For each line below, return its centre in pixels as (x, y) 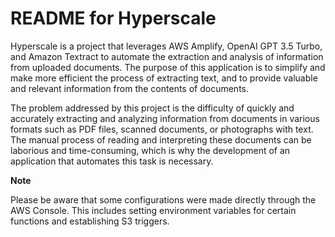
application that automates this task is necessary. (112, 161)
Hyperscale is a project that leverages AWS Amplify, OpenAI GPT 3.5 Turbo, (166, 46)
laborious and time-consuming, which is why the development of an (150, 150)
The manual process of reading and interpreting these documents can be (161, 139)
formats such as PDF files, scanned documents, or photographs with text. (162, 129)
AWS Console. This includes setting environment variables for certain (153, 210)
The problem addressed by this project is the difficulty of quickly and (152, 108)
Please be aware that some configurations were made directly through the (163, 199)
